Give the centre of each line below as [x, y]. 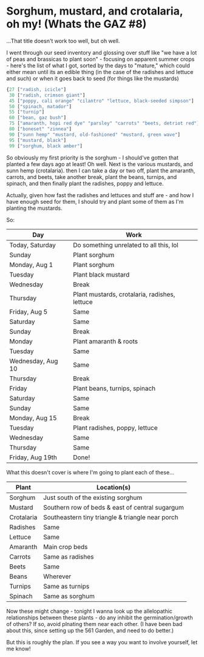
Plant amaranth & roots [105, 341]
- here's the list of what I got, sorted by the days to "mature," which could [98, 66]
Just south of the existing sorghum [93, 497]
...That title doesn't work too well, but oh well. [63, 41]
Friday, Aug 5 [29, 312]
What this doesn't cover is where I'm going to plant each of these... [90, 472]
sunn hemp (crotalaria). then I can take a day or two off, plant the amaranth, [101, 170]
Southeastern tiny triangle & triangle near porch [111, 517]
